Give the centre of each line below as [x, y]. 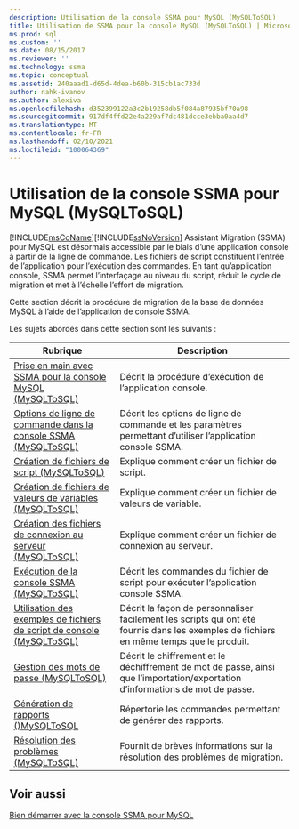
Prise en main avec [53, 366]
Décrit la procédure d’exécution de [192, 376]
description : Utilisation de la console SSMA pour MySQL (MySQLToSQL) [143, 17]
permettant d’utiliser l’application [188, 435]
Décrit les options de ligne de [181, 413]
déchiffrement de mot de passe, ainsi [198, 666]
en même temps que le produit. [185, 641]
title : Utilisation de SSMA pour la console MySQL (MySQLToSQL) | [135, 26]
